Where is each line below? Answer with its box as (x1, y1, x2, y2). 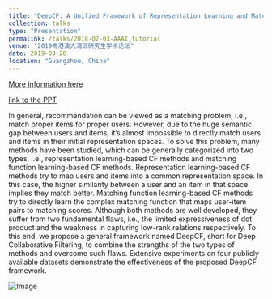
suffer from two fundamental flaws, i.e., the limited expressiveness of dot (8, 214, 253, 224)
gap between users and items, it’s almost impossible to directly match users (8, 127, 261, 138)
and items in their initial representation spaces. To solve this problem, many (8, 136, 261, 146)
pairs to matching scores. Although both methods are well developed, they (8, 205, 257, 215)
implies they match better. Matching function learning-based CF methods (8, 188, 253, 198)
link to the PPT (8, 95, 57, 105)
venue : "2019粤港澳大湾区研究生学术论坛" (8, 42, 134, 50)
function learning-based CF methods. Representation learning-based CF (8, 162, 251, 172)
